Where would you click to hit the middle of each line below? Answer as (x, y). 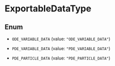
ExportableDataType (48, 9)
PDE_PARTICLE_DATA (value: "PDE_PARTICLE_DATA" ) (61, 58)
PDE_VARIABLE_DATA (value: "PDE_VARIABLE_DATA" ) (61, 48)
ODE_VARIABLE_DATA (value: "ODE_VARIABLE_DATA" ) (61, 39)
